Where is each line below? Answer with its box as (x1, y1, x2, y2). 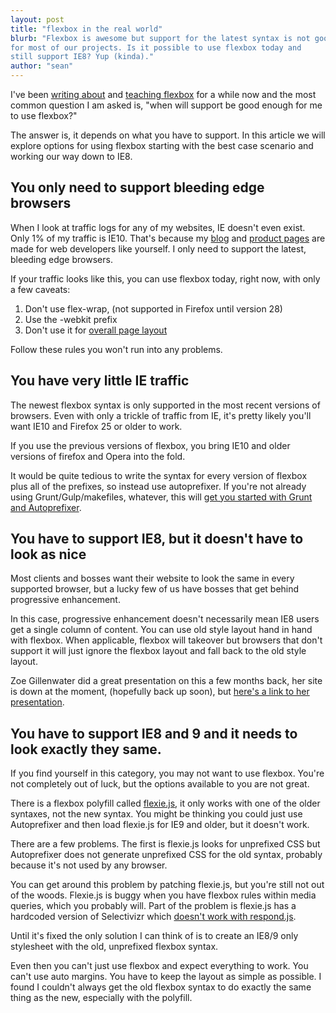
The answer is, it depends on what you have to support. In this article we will (10, 129, 326, 141)
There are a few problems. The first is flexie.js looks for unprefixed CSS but (10, 838, 321, 850)
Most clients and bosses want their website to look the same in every (10, 572, 295, 585)
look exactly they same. (10, 741, 162, 758)
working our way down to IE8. (10, 151, 133, 162)
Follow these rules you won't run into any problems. (10, 343, 223, 355)
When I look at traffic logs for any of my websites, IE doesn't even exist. (10, 221, 306, 233)
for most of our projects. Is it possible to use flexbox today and (10, 42, 302, 53)
